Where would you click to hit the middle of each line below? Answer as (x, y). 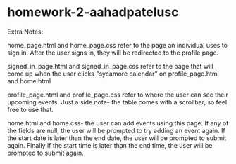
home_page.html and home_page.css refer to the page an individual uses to (117, 45)
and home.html (29, 81)
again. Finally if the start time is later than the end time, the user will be (110, 145)
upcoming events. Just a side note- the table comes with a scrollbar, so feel (117, 102)
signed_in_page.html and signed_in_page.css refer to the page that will (110, 66)
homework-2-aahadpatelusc (93, 12)
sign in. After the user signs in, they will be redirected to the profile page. (113, 53)
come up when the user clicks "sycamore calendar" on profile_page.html (113, 74)
